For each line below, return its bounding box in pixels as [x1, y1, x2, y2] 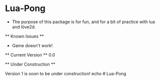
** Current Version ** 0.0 [5, 52, 55, 58]
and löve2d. [12, 24, 36, 29]
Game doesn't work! [12, 42, 53, 48]
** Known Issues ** [5, 33, 44, 39]
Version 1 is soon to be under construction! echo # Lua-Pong [5, 70, 127, 76]
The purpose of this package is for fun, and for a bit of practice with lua [12, 19, 155, 25]
